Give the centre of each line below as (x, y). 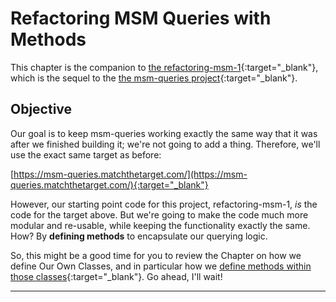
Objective (41, 109)
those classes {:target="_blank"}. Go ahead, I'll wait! (116, 276)
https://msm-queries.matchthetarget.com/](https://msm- (130, 174)
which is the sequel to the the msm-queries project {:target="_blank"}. (154, 78)
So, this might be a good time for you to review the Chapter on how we (156, 255)
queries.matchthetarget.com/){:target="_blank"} (109, 184)
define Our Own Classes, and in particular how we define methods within (161, 266)
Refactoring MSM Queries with (141, 18)
